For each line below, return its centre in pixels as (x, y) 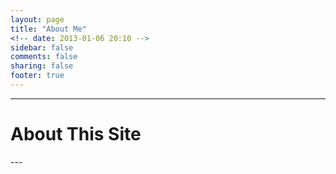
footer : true (37, 76)
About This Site (76, 134)
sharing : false (42, 66)
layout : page (37, 19)
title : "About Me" (48, 29)
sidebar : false (42, 47)
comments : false (44, 57)
